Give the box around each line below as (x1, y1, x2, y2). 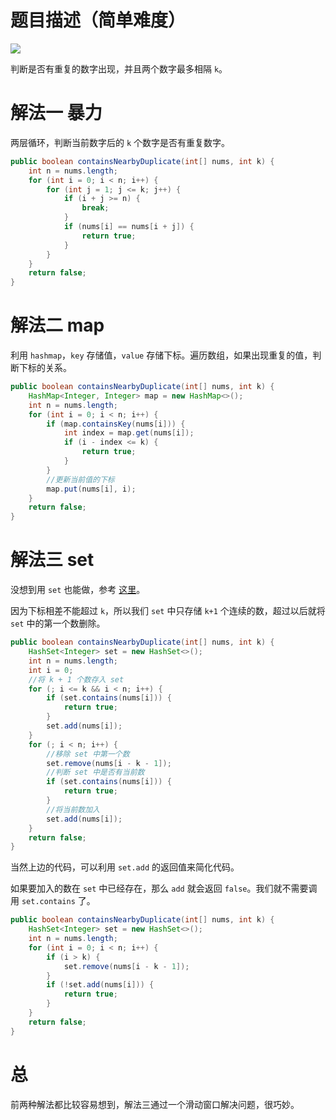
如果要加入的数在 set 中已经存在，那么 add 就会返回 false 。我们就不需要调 (10, 882, 318, 895)
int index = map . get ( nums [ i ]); (63, 428, 195, 438)
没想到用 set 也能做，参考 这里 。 (10, 584, 146, 596)
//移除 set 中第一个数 (46, 749, 130, 759)
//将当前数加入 (46, 804, 100, 815)
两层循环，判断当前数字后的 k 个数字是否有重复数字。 (10, 136, 231, 148)
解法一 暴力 (10, 102, 103, 125)
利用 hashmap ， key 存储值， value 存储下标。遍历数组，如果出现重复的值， (10, 349, 313, 361)
